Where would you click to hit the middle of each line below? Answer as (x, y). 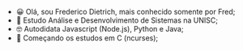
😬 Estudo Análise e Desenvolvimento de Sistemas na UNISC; (117, 20)
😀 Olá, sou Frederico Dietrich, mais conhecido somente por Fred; (126, 12)
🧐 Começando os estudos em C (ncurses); (87, 38)
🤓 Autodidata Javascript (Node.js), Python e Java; (100, 29)
